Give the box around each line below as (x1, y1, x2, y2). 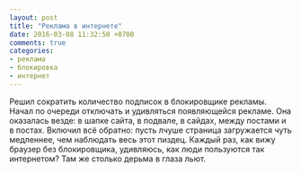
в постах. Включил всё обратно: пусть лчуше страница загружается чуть (9, 125, 292, 135)
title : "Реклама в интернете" (9, 22, 123, 30)
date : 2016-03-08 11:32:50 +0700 (9, 30, 135, 39)
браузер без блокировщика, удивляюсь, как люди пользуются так (9, 143, 265, 154)
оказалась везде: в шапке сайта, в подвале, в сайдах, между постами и (9, 115, 287, 125)
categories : (9, 47, 54, 56)
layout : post (9, 13, 58, 22)
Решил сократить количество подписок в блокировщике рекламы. (9, 96, 267, 107)
